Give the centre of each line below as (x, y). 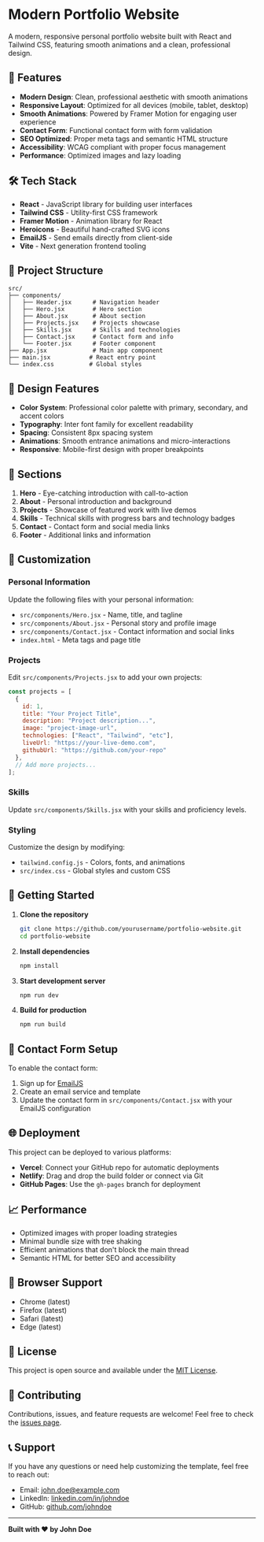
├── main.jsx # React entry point (82, 358)
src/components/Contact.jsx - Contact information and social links (127, 631)
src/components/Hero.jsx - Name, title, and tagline (101, 614)
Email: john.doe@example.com (70, 1489)
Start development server (62, 980)
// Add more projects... (56, 765)
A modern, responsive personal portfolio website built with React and (120, 36)
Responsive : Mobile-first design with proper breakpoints (112, 450)
